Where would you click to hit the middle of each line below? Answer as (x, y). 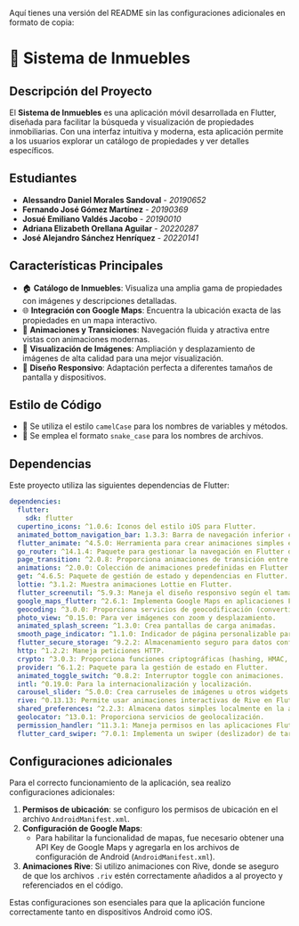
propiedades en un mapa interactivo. (89, 320)
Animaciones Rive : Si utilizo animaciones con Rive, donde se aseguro (150, 866)
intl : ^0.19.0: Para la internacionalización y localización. (135, 684)
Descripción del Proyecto (81, 91)
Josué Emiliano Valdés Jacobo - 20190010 (101, 218)
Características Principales (86, 266)
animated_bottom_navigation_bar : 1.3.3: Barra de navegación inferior (151, 535)
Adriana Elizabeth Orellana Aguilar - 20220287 (110, 228)
